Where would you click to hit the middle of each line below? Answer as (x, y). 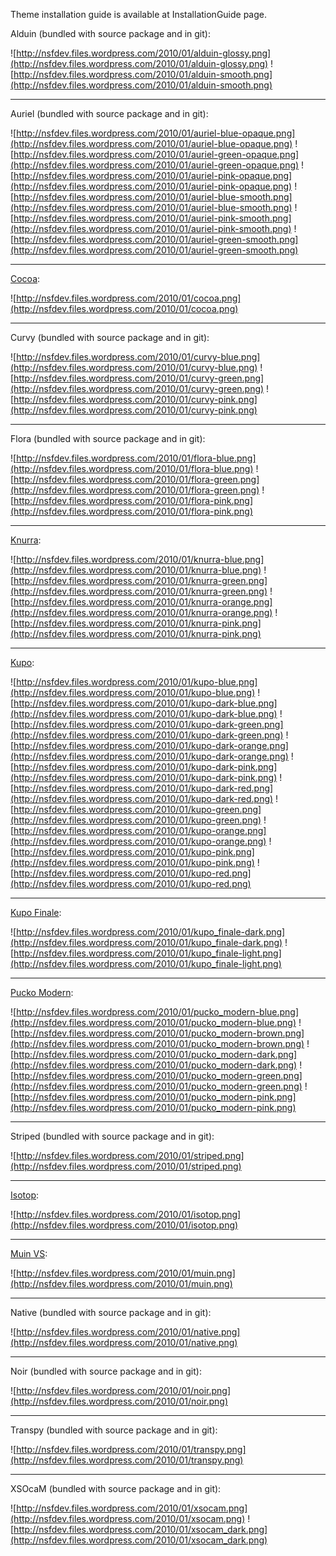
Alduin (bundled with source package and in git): (110, 33)
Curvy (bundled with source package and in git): (110, 337)
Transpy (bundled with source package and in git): (114, 1430)
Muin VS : (29, 1253)
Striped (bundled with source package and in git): (112, 1136)
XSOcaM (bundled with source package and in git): (116, 1488)
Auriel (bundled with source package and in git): (109, 113)
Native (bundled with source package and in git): (111, 1312)
